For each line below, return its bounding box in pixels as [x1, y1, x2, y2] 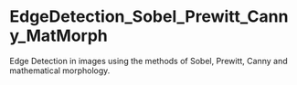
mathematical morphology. [9, 65, 111, 76]
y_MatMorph [9, 25, 108, 46]
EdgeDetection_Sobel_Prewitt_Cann [9, 6, 289, 27]
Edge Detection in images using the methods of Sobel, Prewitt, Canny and [9, 55, 288, 66]
